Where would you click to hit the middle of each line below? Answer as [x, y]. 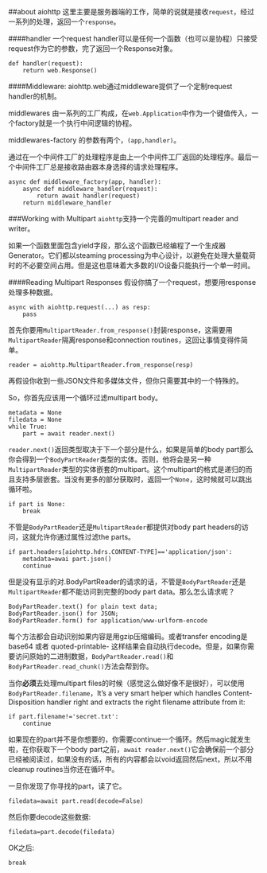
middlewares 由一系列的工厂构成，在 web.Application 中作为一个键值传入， [130, 113]
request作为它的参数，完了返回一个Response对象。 [93, 49]
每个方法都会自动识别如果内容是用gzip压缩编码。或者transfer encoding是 [128, 636]
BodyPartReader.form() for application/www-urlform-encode [108, 621]
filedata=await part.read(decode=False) [76, 801]
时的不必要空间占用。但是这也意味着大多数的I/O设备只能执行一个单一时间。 [132, 265]
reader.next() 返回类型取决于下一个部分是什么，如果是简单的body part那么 [131, 449]
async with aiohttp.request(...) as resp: [79, 307]
